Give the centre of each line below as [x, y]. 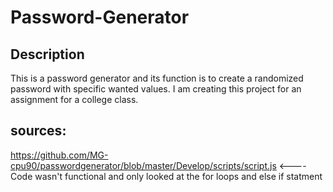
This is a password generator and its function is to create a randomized [157, 78]
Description [47, 54]
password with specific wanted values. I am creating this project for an [156, 89]
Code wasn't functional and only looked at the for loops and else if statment [166, 176]
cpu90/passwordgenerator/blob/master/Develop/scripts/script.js [143, 165]
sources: [38, 131]
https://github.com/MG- [59, 155]
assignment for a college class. [74, 99]
